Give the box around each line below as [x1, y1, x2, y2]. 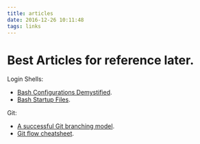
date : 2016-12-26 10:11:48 [7, 16, 84, 23]
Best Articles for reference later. [7, 52, 195, 68]
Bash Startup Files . [16, 95, 71, 104]
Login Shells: [7, 75, 44, 83]
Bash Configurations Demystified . [16, 88, 112, 97]
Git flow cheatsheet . [16, 130, 74, 138]
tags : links [7, 23, 41, 29]
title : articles [7, 10, 53, 17]
